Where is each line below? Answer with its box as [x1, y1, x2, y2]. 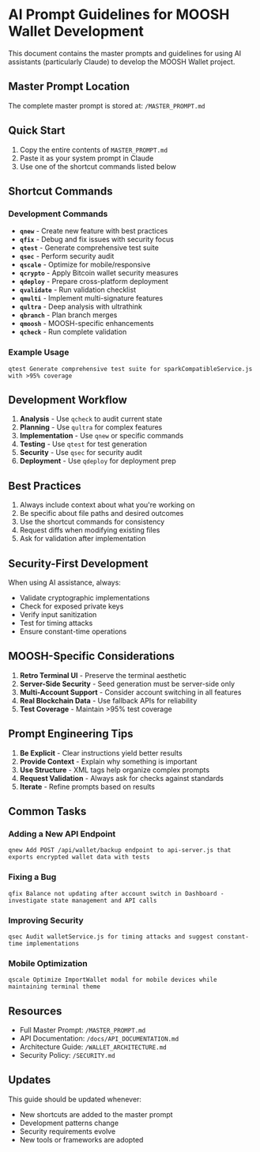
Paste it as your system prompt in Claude [19, 153, 154, 163]
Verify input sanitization [19, 609, 97, 619]
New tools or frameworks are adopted [19, 1135, 144, 1144]
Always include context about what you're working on [19, 500, 195, 510]
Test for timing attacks [19, 618, 93, 627]
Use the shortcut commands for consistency [19, 517, 165, 527]
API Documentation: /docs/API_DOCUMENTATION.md [19, 1034, 179, 1043]
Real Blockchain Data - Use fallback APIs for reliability [19, 695, 198, 705]
